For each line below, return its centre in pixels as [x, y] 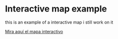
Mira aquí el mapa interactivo [34, 31]
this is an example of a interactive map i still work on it [59, 22]
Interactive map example [56, 9]
